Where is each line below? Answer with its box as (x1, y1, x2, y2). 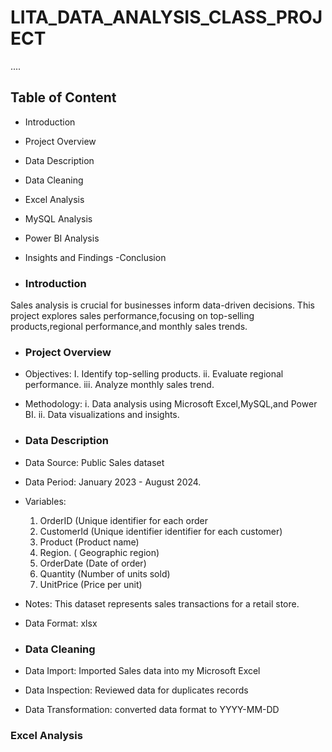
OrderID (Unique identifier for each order (39, 514, 208, 526)
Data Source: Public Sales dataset (24, 456, 165, 468)
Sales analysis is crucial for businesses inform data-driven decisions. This (10, 299, 315, 311)
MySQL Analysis (24, 212, 93, 225)
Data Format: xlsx (24, 617, 98, 629)
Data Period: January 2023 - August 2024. (24, 476, 202, 488)
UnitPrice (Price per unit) (39, 578, 143, 590)
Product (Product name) (39, 536, 140, 548)
